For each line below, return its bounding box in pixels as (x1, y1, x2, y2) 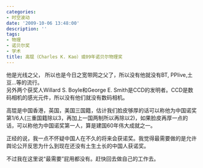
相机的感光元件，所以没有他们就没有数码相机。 (11, 94, 128, 101)
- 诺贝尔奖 (6, 43, 30, 49)
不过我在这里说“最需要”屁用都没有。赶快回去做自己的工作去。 (6, 155, 159, 162)
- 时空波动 (6, 15, 30, 21)
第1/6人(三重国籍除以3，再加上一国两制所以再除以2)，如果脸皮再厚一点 (6, 114, 183, 121)
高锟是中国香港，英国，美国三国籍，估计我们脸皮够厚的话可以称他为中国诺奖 (6, 106, 197, 114)
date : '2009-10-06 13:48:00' (6, 20, 80, 26)
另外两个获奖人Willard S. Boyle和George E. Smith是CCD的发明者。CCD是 (6, 86, 188, 94)
